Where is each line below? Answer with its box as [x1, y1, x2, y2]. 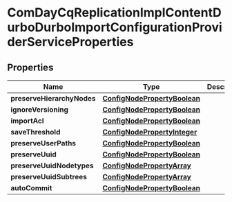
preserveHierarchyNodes [10, 94, 96, 103]
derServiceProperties [7, 34, 134, 50]
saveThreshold [10, 128, 61, 137]
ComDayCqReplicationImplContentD [7, 5, 222, 21]
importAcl [10, 116, 44, 125]
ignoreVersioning [10, 105, 69, 114]
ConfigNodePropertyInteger [102, 128, 197, 137]
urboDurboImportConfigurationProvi [7, 19, 222, 35]
